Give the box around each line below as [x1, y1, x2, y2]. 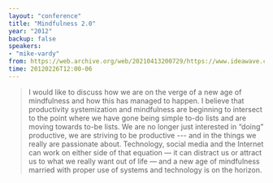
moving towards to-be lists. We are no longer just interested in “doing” [28, 121, 264, 131]
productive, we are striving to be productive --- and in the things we [28, 130, 257, 140]
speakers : [8, 42, 42, 50]
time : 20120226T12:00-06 [8, 65, 93, 73]
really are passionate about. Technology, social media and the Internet [28, 139, 264, 149]
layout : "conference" [8, 11, 82, 20]
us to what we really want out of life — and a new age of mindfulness [28, 156, 260, 166]
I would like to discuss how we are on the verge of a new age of [28, 87, 242, 97]
